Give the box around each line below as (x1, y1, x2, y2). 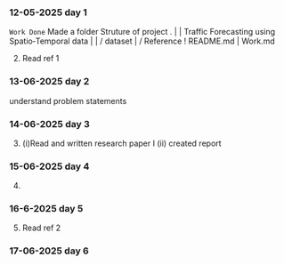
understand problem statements (9, 95, 127, 106)
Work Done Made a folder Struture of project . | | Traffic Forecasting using (9, 27, 276, 37)
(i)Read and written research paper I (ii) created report (21, 138, 222, 149)
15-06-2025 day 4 (9, 160, 90, 173)
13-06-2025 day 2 (9, 76, 90, 88)
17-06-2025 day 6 (9, 245, 89, 257)
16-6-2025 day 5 (9, 203, 84, 215)
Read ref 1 (21, 53, 60, 64)
